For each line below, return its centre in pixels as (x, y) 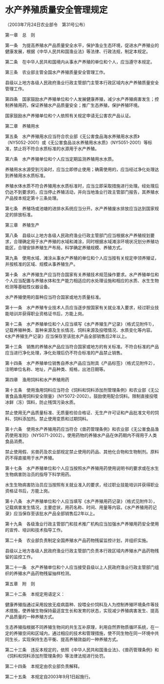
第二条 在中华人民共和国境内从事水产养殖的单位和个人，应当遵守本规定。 (80, 62)
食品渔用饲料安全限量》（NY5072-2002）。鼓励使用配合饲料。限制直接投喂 (83, 396)
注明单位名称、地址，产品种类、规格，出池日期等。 (56, 369)
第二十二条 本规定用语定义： (35, 594)
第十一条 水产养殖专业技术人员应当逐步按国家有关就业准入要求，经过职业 (80, 307)
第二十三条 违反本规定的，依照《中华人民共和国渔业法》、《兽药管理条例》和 (82, 650)
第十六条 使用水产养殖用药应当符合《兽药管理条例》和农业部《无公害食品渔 (82, 429)
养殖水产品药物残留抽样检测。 (43, 573)
